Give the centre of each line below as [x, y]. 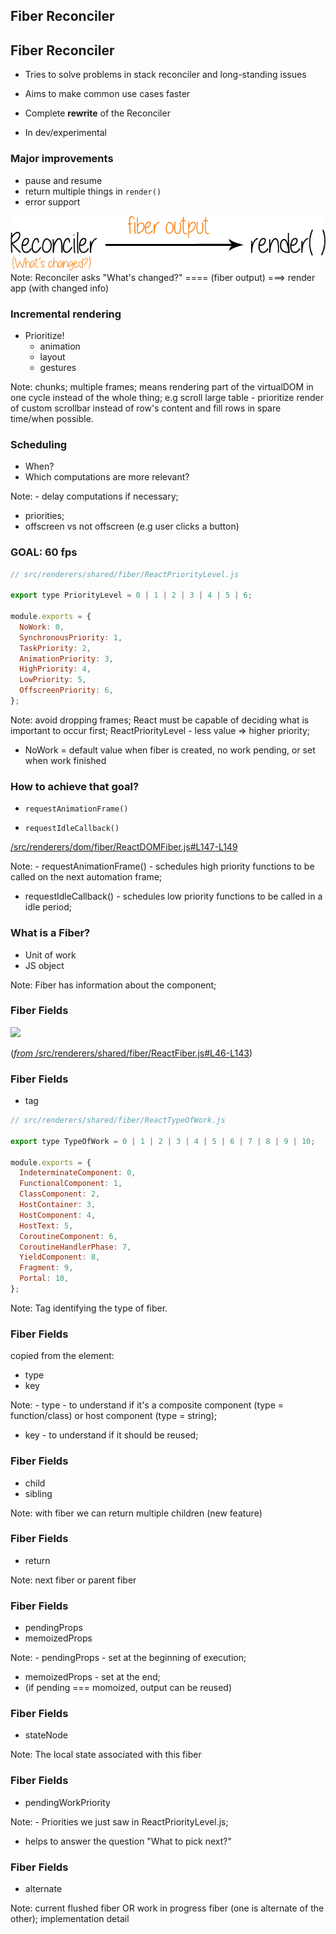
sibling [38, 1493]
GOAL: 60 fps [44, 552]
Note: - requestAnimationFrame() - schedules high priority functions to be [162, 866]
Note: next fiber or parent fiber [73, 1580]
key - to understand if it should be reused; [111, 1435]
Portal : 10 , [44, 1279]
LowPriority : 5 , [53, 680]
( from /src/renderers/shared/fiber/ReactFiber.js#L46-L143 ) [131, 1053]
